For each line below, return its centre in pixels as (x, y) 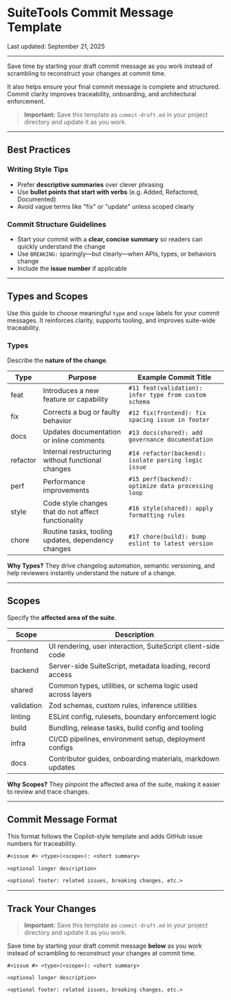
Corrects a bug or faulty (81, 412)
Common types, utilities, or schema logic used (123, 685)
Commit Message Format (62, 820)
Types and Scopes (47, 297)
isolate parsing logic (165, 460)
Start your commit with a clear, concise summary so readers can (110, 239)
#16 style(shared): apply (170, 509)
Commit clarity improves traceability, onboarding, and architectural (102, 93)
